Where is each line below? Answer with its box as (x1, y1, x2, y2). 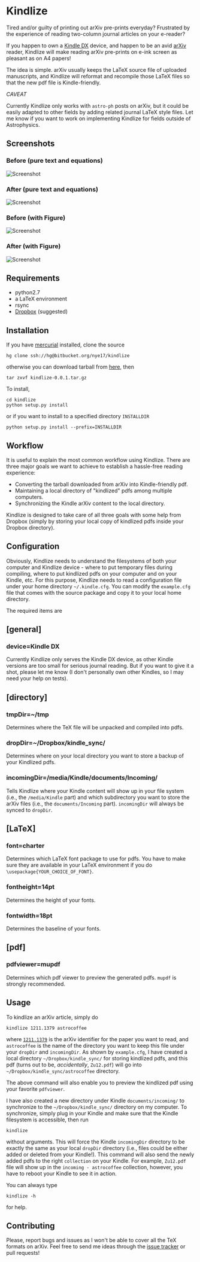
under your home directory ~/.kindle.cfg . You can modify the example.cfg (6, 582, 190, 590)
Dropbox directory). (6, 524, 55, 531)
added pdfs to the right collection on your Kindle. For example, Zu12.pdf (6, 1157, 187, 1164)
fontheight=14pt (6, 883, 55, 891)
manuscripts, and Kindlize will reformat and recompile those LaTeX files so (6, 72, 190, 80)
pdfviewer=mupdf (6, 960, 61, 969)
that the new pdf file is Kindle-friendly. (6, 79, 101, 86)
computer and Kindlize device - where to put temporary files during (6, 564, 172, 571)
